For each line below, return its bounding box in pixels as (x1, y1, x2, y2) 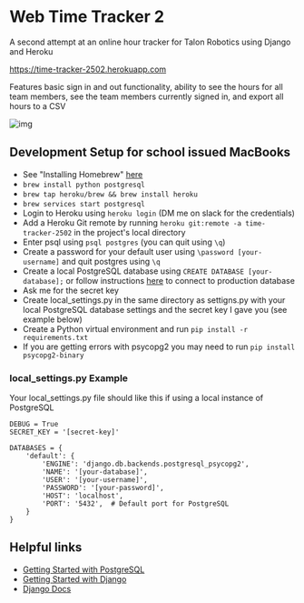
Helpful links (9, 539, 83, 556)
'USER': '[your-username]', (42, 476, 148, 485)
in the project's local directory (74, 226, 186, 237)
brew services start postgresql (22, 199, 145, 208)
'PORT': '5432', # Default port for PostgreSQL (42, 499, 230, 508)
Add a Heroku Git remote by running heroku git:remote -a (22, 216, 242, 228)
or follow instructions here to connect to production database (65, 275, 295, 286)
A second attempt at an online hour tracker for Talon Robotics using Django (9, 36, 291, 47)
